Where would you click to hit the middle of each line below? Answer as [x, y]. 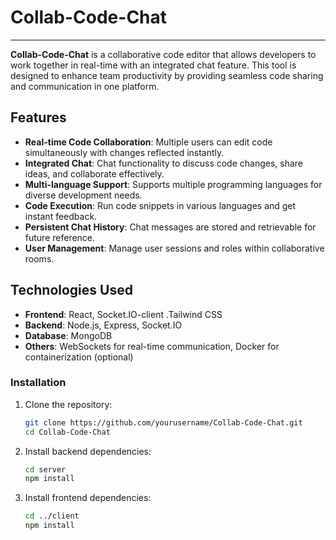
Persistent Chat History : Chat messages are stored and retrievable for [170, 227]
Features [38, 117]
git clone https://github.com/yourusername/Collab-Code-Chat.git [163, 422]
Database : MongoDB [68, 335]
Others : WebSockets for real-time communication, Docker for [152, 346]
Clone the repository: [68, 404]
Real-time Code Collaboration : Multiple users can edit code [148, 142]
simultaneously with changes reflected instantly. [124, 152]
